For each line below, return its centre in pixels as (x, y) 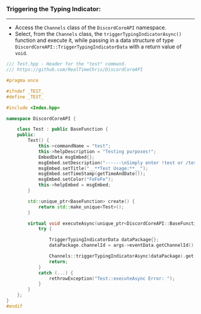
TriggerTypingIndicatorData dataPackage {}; (104, 240)
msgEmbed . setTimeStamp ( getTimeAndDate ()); (92, 174)
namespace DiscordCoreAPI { (41, 119)
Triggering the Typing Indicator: (54, 9)
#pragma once (22, 81)
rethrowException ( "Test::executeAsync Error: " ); (112, 278)
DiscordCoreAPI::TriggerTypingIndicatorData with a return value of (98, 47)
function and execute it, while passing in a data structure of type (94, 40)
